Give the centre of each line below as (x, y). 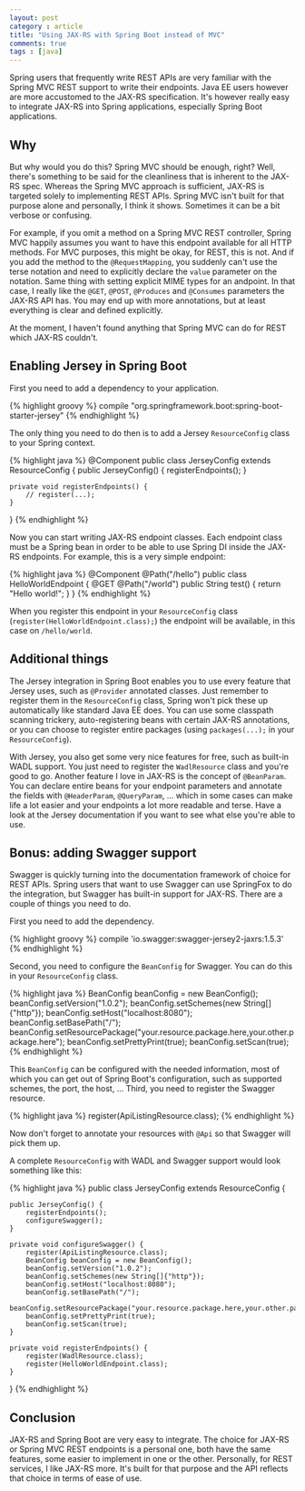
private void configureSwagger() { (77, 1245)
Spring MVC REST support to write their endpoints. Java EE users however (149, 87)
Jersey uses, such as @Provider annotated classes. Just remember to (139, 690)
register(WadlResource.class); (85, 1356)
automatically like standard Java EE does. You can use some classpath (142, 710)
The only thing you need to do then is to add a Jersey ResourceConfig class (150, 432)
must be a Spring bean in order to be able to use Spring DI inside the (138, 546)
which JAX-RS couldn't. (54, 337)
